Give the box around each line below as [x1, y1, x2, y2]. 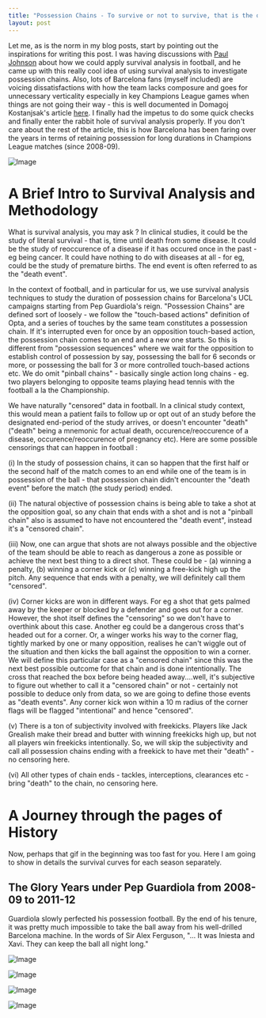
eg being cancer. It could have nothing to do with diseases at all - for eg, [8, 252, 245, 262]
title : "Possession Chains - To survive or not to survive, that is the [8, 11, 253, 20]
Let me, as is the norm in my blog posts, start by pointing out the [8, 40, 219, 50]
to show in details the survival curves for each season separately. [8, 857, 222, 867]
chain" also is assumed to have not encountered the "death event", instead [8, 516, 252, 525]
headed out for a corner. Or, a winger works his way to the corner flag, [8, 630, 238, 640]
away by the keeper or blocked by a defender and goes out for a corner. [8, 605, 244, 615]
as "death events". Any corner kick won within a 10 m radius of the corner [8, 698, 249, 707]
